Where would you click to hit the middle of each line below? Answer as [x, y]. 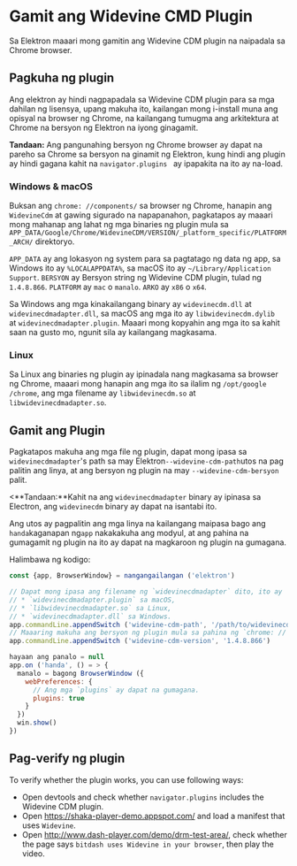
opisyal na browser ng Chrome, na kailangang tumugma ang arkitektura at [144, 118]
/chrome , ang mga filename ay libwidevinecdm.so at [103, 393]
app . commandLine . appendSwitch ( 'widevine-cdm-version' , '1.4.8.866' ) [140, 641]
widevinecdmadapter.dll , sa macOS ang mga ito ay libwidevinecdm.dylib [142, 314]
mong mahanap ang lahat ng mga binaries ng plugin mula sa [119, 225]
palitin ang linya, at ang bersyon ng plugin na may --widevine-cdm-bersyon [144, 471]
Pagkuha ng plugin [62, 78]
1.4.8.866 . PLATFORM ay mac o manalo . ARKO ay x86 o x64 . [108, 287]
